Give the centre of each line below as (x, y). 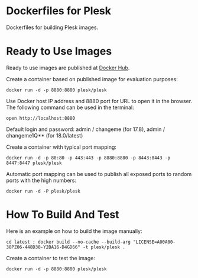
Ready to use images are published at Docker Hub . (68, 68)
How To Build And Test (63, 215)
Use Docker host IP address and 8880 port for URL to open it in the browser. (99, 101)
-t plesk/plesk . (104, 247)
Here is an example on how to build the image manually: (74, 231)
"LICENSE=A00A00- (154, 242)
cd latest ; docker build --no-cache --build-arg (69, 242)
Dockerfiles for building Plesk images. (52, 27)
